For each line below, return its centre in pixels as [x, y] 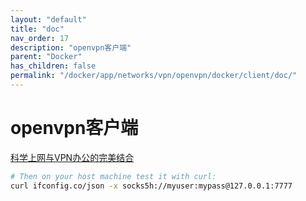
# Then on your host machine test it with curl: [113, 176]
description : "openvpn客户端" [71, 47]
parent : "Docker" [46, 57]
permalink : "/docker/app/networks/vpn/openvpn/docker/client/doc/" [154, 76]
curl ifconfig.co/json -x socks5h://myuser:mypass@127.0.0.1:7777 [151, 186]
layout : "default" [48, 19]
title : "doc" [37, 29]
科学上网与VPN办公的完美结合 [72, 157]
